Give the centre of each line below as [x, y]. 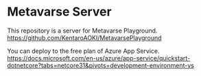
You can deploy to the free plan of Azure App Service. [83, 51]
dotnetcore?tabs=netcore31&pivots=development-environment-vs [100, 65]
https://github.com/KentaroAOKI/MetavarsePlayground [85, 37]
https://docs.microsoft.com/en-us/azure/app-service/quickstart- [99, 58]
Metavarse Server [59, 12]
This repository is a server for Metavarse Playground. [82, 31]
